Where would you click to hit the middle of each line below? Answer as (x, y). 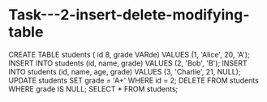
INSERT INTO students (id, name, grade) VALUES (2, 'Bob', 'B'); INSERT (128, 63)
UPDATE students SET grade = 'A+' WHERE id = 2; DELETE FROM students (134, 80)
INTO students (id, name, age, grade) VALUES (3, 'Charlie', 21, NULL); (125, 71)
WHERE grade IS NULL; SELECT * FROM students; (93, 89)
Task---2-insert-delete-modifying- (129, 15)
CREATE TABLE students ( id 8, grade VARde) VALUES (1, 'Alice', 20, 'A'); (129, 54)
